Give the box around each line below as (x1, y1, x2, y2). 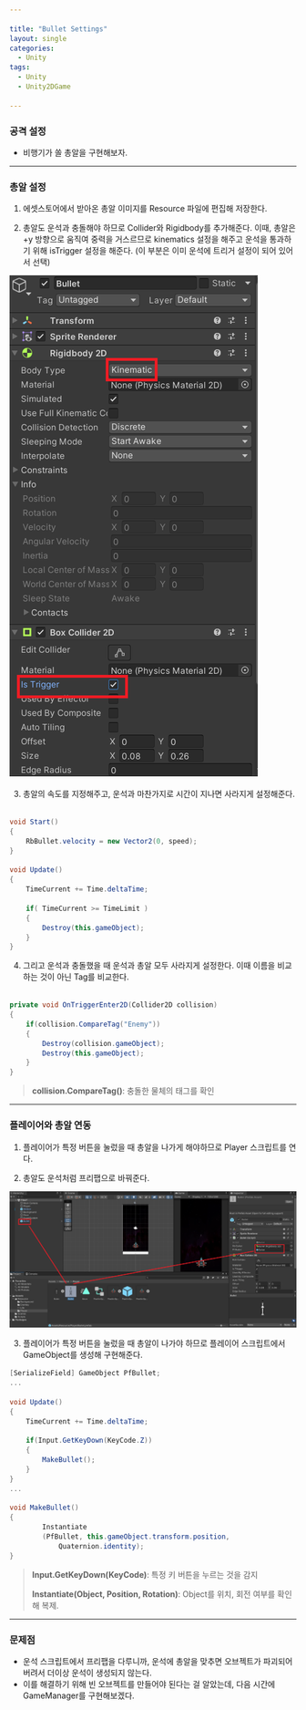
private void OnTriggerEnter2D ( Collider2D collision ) (9, 1000, 219, 1010)
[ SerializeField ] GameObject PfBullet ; (9, 1369, 161, 1378)
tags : (9, 63, 30, 72)
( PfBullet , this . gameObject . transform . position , (42, 1532, 230, 1541)
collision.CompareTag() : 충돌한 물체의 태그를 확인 (31, 1085, 215, 1096)
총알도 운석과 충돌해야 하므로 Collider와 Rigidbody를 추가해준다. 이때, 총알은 (22, 223, 296, 233)
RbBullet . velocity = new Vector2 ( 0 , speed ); (25, 836, 198, 845)
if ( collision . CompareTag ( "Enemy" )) (25, 1020, 161, 1029)
